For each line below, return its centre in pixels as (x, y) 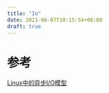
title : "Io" (24, 13)
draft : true (24, 26)
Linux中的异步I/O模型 (37, 83)
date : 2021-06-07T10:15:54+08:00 (55, 20)
